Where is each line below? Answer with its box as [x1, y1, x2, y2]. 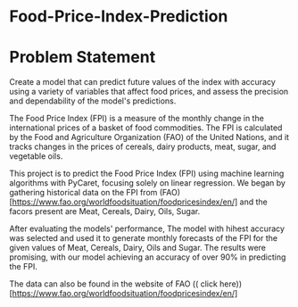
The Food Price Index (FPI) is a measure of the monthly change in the [9, 113, 265, 124]
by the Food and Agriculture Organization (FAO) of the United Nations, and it [9, 132, 290, 143]
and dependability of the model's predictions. [9, 95, 177, 106]
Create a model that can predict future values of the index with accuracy [9, 77, 277, 87]
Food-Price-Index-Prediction [9, 6, 228, 27]
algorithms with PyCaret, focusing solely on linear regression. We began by [9, 178, 286, 188]
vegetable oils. [9, 151, 63, 162]
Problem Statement [9, 47, 156, 68]
